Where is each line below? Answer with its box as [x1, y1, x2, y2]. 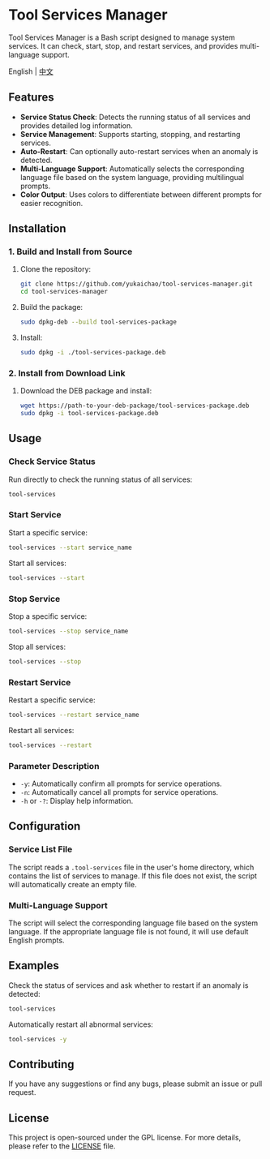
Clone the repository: [19, 264, 92, 274]
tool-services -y [8, 1035, 67, 1043]
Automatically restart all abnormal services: [8, 1019, 154, 1029]
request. [8, 1088, 36, 1097]
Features [8, 91, 54, 105]
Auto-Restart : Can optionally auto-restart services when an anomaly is [19, 146, 259, 156]
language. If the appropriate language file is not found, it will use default [8, 926, 249, 936]
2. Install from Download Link [8, 367, 126, 379]
